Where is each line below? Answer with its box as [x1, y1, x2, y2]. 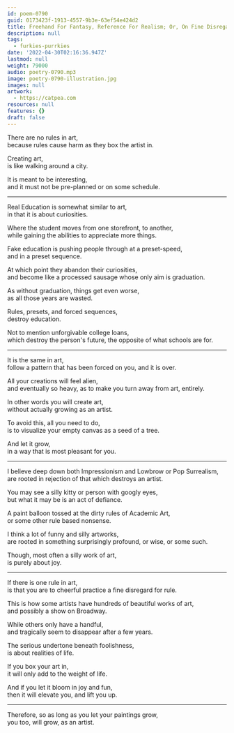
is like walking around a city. [7, 161, 88, 170]
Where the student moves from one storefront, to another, [7, 223, 173, 232]
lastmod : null [7, 56, 49, 63]
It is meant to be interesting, [7, 175, 88, 184]
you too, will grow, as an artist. [7, 718, 95, 726]
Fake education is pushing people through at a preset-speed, [7, 244, 182, 253]
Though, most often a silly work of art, [7, 551, 117, 559]
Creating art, [7, 154, 44, 163]
